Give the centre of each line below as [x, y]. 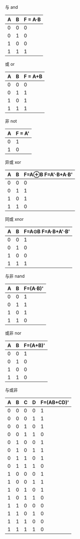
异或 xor [13, 162]
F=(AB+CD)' [54, 402]
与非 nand [15, 276]
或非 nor [13, 333]
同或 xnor [14, 219]
